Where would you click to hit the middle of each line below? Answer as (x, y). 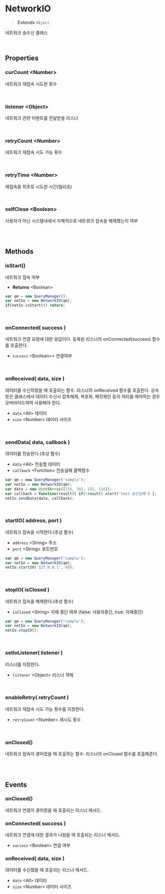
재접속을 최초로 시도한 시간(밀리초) (39, 186)
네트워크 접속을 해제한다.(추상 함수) (39, 601)
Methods (19, 252)
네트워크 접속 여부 (22, 277)
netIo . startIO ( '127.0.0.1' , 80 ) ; (40, 567)
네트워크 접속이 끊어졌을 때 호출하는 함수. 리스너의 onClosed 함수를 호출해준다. (82, 754)
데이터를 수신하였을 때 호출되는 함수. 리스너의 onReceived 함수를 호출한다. (78, 390)
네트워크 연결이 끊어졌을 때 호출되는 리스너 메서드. (54, 810)
